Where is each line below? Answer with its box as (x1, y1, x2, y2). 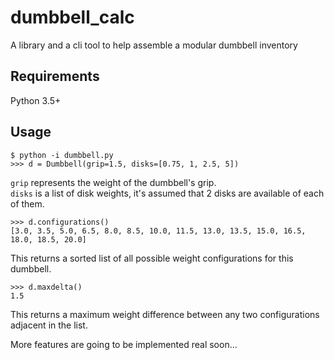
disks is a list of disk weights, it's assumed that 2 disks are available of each (10, 187, 325, 199)
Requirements (10, 68, 100, 85)
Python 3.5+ (10, 94, 62, 106)
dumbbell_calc (10, 6, 135, 29)
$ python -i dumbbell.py (10, 150, 114, 160)
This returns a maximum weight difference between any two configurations (10, 308, 320, 320)
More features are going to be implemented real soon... (10, 338, 238, 350)
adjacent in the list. (10, 319, 88, 331)
